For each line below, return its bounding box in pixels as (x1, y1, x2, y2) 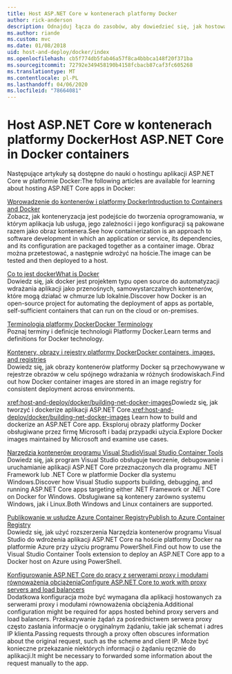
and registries (7, 356, 47, 364)
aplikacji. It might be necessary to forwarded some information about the (7, 652, 213, 660)
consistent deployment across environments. (7, 385, 135, 393)
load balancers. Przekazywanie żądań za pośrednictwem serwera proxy (7, 615, 212, 623)
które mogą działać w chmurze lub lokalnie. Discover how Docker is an (7, 292, 207, 300)
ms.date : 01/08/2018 (7, 42, 67, 49)
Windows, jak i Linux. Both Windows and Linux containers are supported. (7, 500, 213, 509)
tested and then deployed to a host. (7, 257, 108, 265)
